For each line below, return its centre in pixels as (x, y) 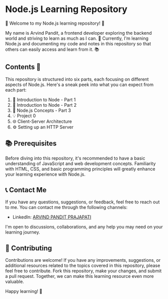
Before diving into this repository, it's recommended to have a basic (75, 158)
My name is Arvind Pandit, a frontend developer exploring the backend (78, 33)
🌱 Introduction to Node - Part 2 (45, 105)
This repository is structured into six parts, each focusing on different (77, 79)
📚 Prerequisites (31, 144)
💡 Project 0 (24, 116)
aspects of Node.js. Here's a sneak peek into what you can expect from (79, 85)
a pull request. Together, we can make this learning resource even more (80, 276)
